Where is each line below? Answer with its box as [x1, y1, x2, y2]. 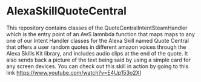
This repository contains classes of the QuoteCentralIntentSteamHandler [6, 24, 188, 31]
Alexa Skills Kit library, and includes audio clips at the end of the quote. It [6, 49, 188, 57]
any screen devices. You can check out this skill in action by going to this [6, 62, 189, 70]
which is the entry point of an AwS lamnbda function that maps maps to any [6, 30, 196, 37]
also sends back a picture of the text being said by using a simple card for [6, 56, 191, 63]
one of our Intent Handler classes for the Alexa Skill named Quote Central [6, 37, 189, 44]
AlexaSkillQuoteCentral [6, 4, 127, 18]
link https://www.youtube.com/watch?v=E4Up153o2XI [6, 69, 141, 76]
